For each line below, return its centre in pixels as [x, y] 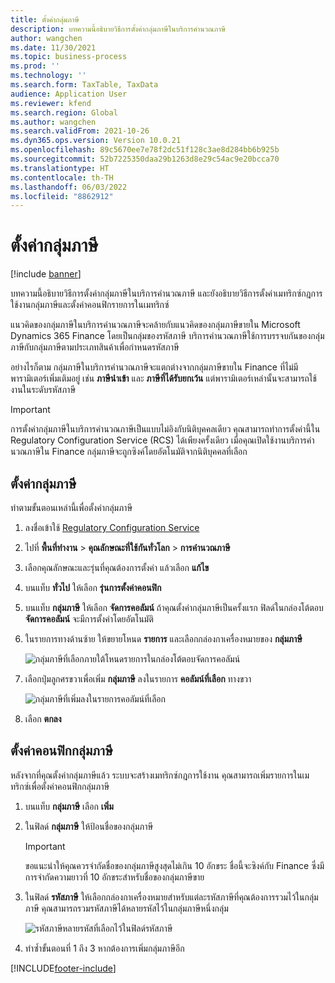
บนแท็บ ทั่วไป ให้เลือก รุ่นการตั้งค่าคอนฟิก [93, 587]
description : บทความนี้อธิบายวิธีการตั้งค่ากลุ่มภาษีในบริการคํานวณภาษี [118, 29]
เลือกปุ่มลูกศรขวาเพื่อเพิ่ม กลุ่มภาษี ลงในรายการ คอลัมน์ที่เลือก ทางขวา [138, 679]
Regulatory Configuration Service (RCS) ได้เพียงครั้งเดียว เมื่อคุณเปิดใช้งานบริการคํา [162, 440]
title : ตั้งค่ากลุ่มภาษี [45, 19]
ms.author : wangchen [53, 122]
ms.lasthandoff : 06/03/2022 [69, 187]
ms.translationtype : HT [60, 168]
